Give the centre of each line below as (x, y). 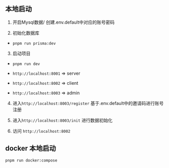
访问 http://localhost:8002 (41, 131)
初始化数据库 (26, 33)
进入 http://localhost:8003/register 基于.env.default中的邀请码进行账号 (88, 103)
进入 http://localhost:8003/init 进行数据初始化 (62, 120)
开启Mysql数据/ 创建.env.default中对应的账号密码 (64, 22)
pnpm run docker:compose (31, 160)
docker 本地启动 (31, 149)
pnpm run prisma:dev (34, 43)
